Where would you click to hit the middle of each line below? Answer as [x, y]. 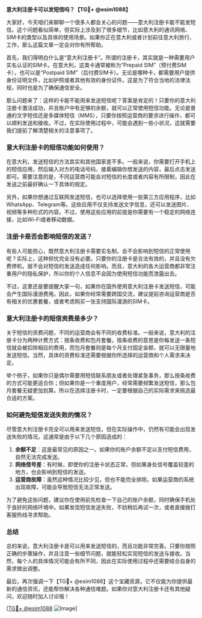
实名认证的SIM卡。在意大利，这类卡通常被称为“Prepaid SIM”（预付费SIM [96, 65]
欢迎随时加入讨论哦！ [43, 596]
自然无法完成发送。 [39, 457]
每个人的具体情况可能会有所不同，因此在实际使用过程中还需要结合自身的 [106, 561]
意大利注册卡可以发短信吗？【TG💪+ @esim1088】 [69, 9]
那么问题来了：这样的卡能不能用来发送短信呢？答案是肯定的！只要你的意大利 [101, 100]
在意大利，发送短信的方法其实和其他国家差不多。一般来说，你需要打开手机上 [101, 162]
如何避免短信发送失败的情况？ [50, 415]
